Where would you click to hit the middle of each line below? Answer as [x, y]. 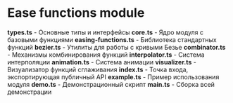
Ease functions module [76, 13]
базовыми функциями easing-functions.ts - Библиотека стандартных [112, 39]
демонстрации [30, 92]
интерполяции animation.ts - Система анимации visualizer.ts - [102, 62]
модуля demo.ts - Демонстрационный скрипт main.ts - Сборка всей [111, 84]
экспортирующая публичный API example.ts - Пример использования [113, 77]
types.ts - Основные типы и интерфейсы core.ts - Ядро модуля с [106, 32]
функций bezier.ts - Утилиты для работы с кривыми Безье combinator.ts [116, 47]
